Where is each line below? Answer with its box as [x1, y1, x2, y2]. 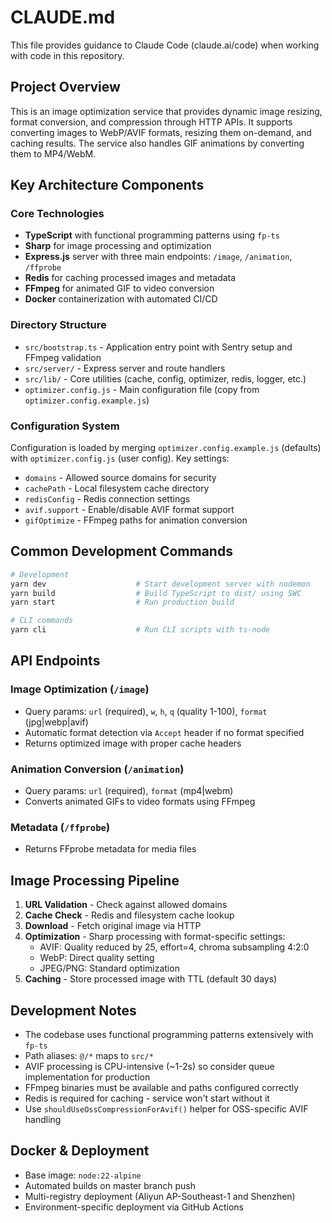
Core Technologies [10, 207, 105, 221]
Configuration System [10, 419, 120, 433]
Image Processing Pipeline [10, 872, 180, 889]
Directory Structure [10, 318, 107, 332]
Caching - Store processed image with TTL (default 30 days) [24, 973, 278, 985]
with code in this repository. [10, 49, 125, 61]
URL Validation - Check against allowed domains [24, 899, 228, 911]
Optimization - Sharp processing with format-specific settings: [24, 931, 286, 943]
